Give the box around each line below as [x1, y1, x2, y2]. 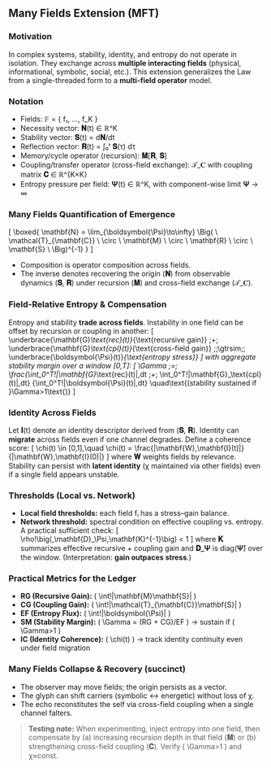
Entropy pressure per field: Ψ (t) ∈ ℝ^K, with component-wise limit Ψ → [19, 179, 259, 189]
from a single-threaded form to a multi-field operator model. [8, 75, 213, 85]
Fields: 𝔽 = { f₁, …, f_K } [19, 114, 99, 124]
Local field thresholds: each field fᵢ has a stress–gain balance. [19, 508, 230, 518]
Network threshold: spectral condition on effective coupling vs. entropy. [19, 517, 264, 527]
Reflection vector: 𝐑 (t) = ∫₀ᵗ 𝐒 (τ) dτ [19, 142, 136, 151]
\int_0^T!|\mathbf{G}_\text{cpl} [159, 369, 262, 379]
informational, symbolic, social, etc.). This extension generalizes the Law [8, 67, 252, 76]
